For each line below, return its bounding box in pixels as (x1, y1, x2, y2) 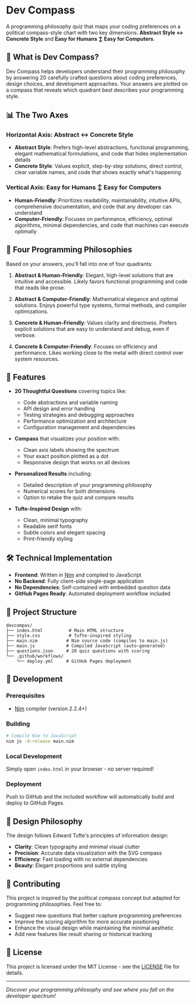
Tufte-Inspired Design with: (14, 505, 83, 512)
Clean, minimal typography (23, 517, 89, 524)
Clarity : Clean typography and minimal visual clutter (14, 843, 140, 851)
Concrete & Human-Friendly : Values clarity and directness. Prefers (14, 319, 177, 326)
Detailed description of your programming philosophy (23, 482, 152, 489)
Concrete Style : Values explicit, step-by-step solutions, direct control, (14, 163, 183, 170)
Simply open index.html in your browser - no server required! (6, 765, 154, 772)
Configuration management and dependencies (23, 424, 136, 431)
